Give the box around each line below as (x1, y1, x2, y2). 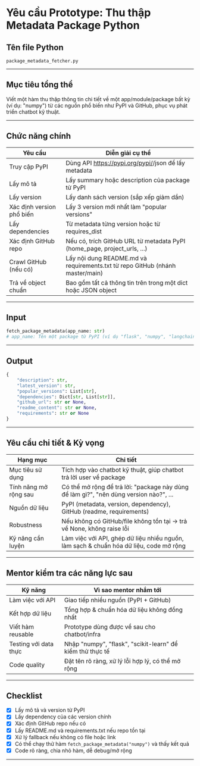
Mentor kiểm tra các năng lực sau (6, 568, 133, 579)
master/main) (65, 268, 103, 277)
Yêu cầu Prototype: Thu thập (6, 6, 151, 20)
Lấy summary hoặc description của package (65, 176, 190, 184)
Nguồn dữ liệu (9, 504, 49, 512)
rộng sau (9, 490, 34, 498)
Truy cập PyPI (9, 162, 49, 171)
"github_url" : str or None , (17, 399, 86, 405)
